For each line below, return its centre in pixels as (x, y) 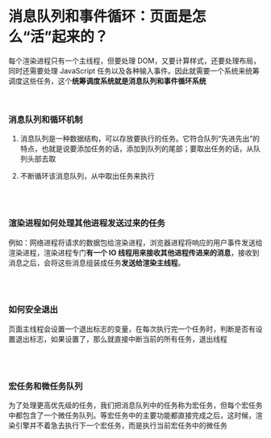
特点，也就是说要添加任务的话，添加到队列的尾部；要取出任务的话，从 (137, 149)
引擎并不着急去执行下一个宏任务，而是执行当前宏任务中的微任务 (121, 426)
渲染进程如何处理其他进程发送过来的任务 (87, 223)
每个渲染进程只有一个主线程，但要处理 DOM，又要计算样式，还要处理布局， (134, 61)
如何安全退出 (33, 310)
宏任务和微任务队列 (46, 386)
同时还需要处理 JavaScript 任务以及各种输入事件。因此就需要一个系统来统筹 (134, 70)
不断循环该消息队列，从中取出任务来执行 (87, 176)
